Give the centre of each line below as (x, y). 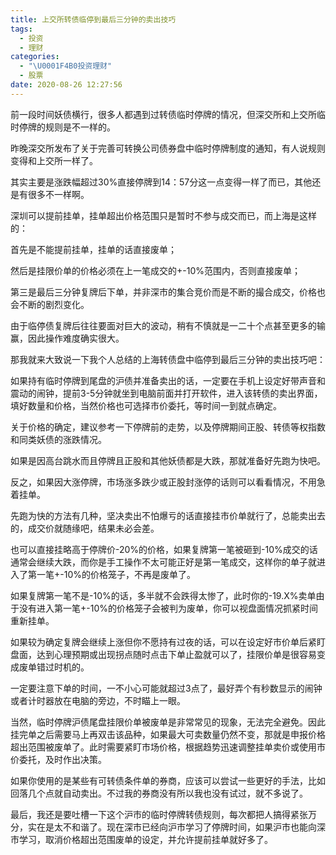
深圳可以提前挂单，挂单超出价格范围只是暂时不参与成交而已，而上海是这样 (163, 215)
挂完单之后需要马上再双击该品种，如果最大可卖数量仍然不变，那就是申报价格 (168, 734)
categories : (35, 57)
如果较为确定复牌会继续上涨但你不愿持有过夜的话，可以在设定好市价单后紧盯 (168, 642)
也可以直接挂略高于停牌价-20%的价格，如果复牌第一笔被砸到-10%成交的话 (164, 549)
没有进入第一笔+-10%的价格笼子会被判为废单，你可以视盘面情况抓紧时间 (168, 608)
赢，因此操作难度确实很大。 (67, 338)
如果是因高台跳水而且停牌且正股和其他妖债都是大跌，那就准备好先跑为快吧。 (168, 460)
